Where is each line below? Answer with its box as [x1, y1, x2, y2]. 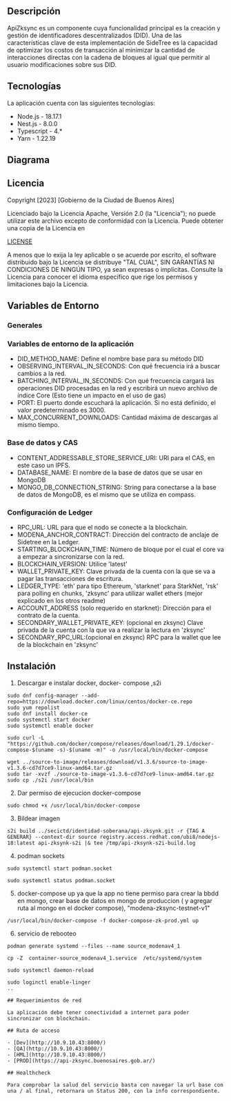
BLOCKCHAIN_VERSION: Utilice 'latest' [17, 560, 128, 568]
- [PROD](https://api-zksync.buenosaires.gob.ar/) [7, 1057, 156, 1064]
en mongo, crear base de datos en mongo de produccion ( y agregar [17, 896, 212, 904]
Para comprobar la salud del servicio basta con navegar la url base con [7, 1081, 224, 1089]
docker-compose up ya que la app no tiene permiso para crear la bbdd [17, 889, 219, 897]
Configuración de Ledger [7, 507, 93, 517]
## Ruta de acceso [7, 1027, 60, 1034]
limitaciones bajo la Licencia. [7, 279, 89, 288]
